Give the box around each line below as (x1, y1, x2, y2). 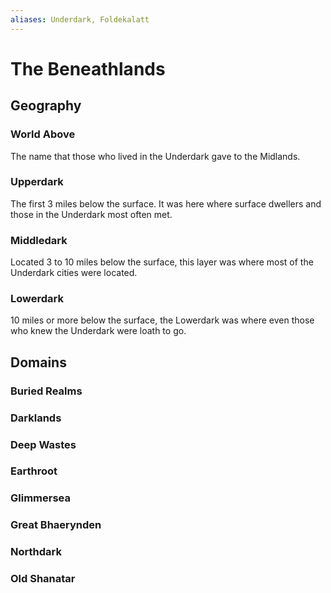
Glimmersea (10, 491, 71, 505)
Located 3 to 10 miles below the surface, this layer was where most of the (10, 256, 314, 268)
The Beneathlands (10, 57, 166, 80)
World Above (10, 127, 76, 141)
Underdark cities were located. (10, 267, 138, 279)
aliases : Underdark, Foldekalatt (10, 14, 150, 25)
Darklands (10, 411, 62, 425)
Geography (10, 97, 82, 115)
